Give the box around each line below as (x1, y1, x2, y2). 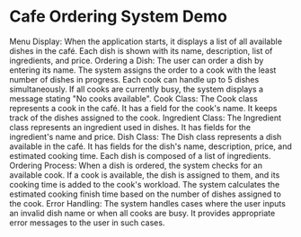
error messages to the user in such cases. (9, 217, 165, 228)
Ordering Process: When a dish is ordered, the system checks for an (9, 160, 263, 171)
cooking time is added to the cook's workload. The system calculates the (9, 179, 280, 189)
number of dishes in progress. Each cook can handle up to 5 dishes (9, 74, 260, 84)
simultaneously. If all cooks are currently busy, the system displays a (9, 83, 263, 94)
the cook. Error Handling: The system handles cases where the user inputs (9, 197, 286, 208)
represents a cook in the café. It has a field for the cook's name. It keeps (9, 102, 278, 113)
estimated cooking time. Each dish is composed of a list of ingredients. (9, 150, 271, 161)
